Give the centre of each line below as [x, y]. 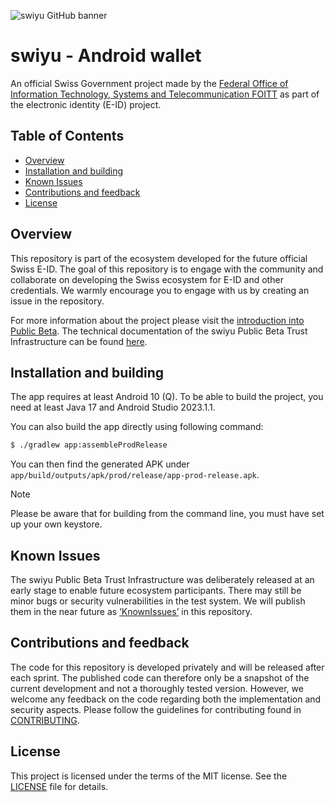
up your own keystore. [56, 524]
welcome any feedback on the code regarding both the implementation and [166, 699]
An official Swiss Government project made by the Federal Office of [149, 83]
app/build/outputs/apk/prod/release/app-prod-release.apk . [135, 475]
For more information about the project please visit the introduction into [157, 320]
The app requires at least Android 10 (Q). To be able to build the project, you [167, 397]
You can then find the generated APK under [100, 464]
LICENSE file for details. [59, 786]
